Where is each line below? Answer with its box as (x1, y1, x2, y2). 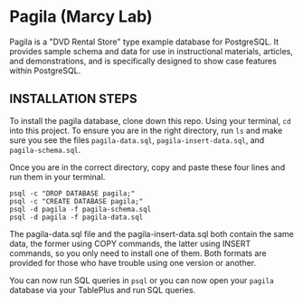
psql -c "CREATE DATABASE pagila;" (9, 196, 144, 205)
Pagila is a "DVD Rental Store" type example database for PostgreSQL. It (9, 36, 279, 47)
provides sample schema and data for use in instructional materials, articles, (9, 45, 294, 56)
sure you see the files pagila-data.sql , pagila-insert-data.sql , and (9, 134, 265, 146)
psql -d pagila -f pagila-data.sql (9, 213, 144, 222)
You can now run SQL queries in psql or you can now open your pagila (9, 274, 274, 286)
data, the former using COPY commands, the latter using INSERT (9, 238, 251, 249)
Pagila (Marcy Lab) (9, 6, 153, 27)
